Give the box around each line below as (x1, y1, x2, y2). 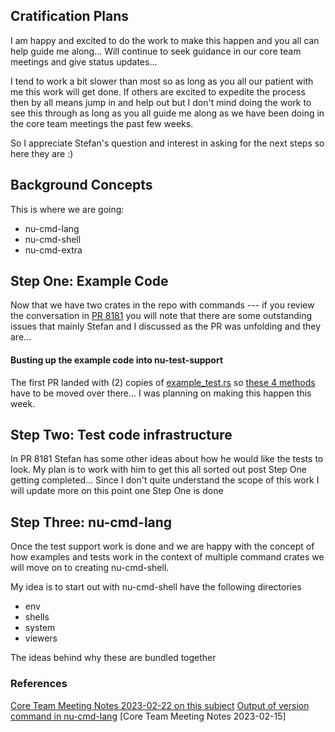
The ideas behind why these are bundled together (10, 652, 217, 664)
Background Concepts (10, 177, 153, 194)
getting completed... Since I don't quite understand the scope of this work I (10, 474, 320, 486)
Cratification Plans (10, 8, 129, 25)
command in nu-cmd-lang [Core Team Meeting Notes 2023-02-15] (10, 710, 287, 722)
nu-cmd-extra (24, 244, 83, 256)
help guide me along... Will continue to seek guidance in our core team (10, 45, 302, 57)
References (10, 677, 68, 691)
